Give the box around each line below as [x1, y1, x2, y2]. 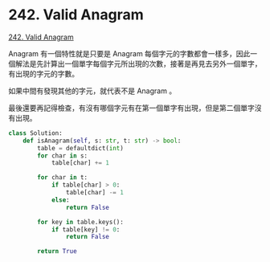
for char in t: [37, 174, 88, 182]
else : [51, 195, 70, 204]
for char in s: [37, 151, 88, 160]
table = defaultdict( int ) [37, 144, 125, 152]
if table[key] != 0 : [51, 225, 121, 234]
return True [37, 248, 78, 256]
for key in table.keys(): [37, 218, 125, 226]
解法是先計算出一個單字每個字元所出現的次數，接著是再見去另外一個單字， [14, 59, 262, 68]
